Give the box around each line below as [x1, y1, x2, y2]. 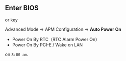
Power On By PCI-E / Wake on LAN [12, 41, 83, 48]
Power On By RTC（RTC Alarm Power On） [12, 36, 100, 42]
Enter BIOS [5, 4, 39, 12]
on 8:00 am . [5, 51, 28, 57]
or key [5, 17, 18, 22]
